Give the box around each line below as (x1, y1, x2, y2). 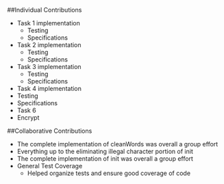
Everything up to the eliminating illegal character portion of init (16, 147, 193, 155)
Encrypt (16, 114, 40, 122)
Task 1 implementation (16, 19, 80, 27)
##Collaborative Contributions (7, 127, 92, 135)
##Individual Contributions (7, 6, 82, 14)
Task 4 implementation (16, 85, 82, 92)
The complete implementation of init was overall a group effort (16, 155, 194, 163)
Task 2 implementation (16, 41, 82, 49)
